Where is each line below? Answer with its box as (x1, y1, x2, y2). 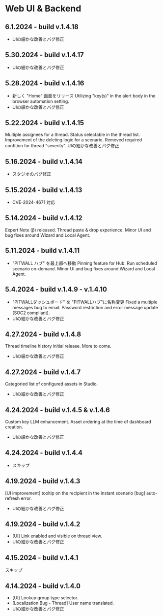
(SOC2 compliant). (12, 310, 50, 316)
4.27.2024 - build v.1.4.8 (5, 330, 81, 338)
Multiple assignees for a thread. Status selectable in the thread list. (5, 131, 140, 138)
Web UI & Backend (5, 3, 81, 14)
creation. (5, 424, 23, 430)
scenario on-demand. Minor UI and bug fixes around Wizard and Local (12, 265, 155, 271)
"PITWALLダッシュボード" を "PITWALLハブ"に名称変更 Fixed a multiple (12, 299, 158, 305)
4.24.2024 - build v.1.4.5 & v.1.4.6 (5, 406, 110, 414)
